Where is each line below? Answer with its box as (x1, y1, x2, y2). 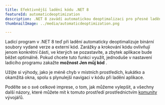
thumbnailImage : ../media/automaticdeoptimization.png (5, 21, 120, 26)
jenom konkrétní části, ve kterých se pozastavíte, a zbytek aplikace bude (5, 49, 152, 55)
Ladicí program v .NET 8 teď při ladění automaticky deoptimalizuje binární (5, 39, 154, 45)
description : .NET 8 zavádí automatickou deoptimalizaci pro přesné (5, 16, 148, 21)
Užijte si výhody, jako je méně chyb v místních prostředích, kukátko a (5, 70, 145, 75)
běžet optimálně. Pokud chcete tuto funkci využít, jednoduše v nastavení (5, 55, 152, 61)
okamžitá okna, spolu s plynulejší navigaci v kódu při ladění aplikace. (5, 74, 144, 80)
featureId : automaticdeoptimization (5, 12, 80, 17)
